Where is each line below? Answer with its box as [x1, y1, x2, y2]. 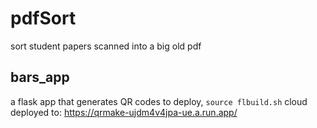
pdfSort [10, 7, 77, 30]
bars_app [10, 69, 70, 86]
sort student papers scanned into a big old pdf [10, 40, 202, 52]
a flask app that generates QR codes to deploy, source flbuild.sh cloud [10, 95, 308, 107]
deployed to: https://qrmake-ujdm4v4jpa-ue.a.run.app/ [10, 106, 238, 118]
